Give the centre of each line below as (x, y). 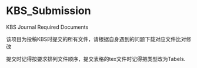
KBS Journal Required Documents (47, 27)
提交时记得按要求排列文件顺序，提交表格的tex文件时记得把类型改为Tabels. (96, 59)
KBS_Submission (49, 11)
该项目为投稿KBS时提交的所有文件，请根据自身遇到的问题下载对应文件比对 (96, 39)
